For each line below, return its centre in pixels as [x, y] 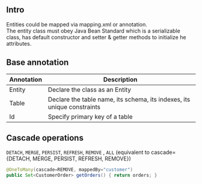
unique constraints [74, 106]
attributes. [19, 43]
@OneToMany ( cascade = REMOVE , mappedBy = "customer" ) [70, 170]
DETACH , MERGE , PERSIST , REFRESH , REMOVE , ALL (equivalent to [78, 152]
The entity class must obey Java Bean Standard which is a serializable [93, 31]
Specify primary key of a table [90, 117]
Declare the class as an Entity [89, 90]
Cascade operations [45, 138]
